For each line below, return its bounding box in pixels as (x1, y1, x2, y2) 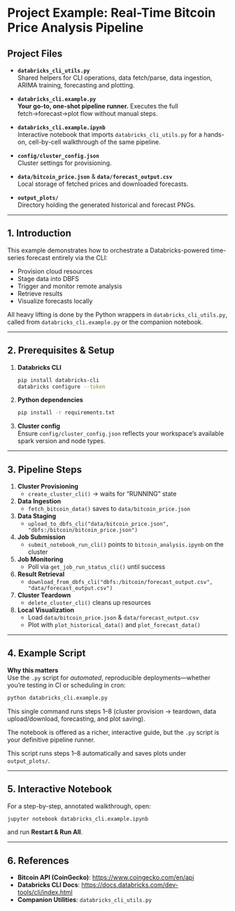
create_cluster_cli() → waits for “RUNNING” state (27, 489, 177, 498)
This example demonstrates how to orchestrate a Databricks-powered (7, 246, 210, 254)
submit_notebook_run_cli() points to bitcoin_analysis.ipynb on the (27, 540, 224, 549)
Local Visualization (17, 606, 75, 615)
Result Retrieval (17, 570, 65, 578)
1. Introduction (7, 227, 71, 239)
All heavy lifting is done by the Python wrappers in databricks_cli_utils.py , (7, 310, 227, 319)
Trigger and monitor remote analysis (17, 282, 122, 290)
